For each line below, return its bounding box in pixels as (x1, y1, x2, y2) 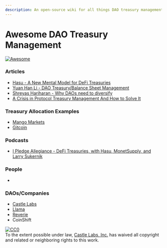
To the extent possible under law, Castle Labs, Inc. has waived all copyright (5, 232, 159, 238)
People (5, 166, 22, 173)
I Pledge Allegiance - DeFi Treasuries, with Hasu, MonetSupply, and (12, 148, 152, 154)
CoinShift (12, 217, 32, 223)
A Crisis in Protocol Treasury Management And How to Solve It (12, 95, 141, 101)
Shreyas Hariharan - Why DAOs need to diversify (12, 90, 113, 96)
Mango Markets (12, 119, 45, 125)
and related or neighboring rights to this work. (5, 237, 99, 243)
